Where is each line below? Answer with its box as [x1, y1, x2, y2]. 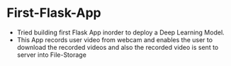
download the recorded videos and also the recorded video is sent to [16, 43, 219, 51]
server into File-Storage [16, 51, 86, 59]
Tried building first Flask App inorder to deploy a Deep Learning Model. [16, 28, 225, 37]
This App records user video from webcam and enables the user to [16, 35, 213, 44]
